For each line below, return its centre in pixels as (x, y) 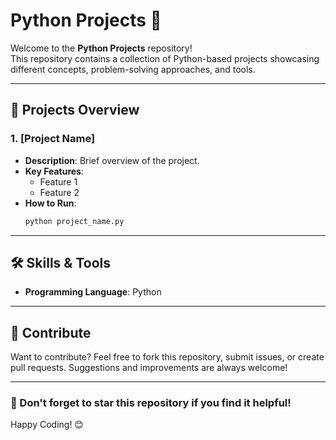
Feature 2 (59, 192)
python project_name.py (74, 221)
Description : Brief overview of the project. (112, 160)
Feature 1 (58, 181)
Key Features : (54, 171)
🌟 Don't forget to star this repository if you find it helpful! (151, 403)
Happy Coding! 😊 (47, 425)
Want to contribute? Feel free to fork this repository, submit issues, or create (167, 357)
